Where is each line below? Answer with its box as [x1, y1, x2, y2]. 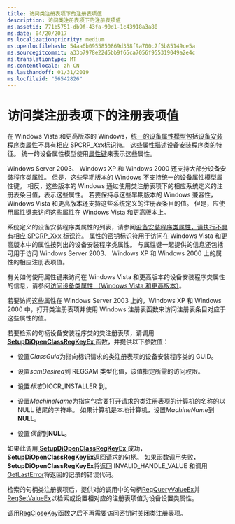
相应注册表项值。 [19, 258, 69, 267]
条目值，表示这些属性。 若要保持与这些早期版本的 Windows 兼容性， [19, 190, 217, 199]
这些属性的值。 [7, 314, 50, 323]
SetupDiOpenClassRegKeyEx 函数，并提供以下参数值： [7, 337, 169, 346]
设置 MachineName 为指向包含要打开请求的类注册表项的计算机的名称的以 [17, 397, 226, 406]
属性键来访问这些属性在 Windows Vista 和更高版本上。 [13, 208, 170, 217]
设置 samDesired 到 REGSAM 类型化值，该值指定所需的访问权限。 [17, 367, 204, 376]
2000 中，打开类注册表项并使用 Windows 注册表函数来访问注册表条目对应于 [7, 305, 226, 313]
